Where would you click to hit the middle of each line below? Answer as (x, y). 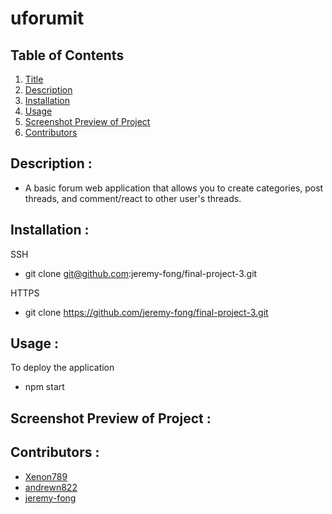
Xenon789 (46, 476)
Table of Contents (67, 55)
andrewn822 (51, 487)
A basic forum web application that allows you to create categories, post (174, 188)
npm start (44, 387)
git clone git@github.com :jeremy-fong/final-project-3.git (141, 273)
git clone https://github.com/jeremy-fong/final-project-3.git (146, 312)
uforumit (47, 18)
